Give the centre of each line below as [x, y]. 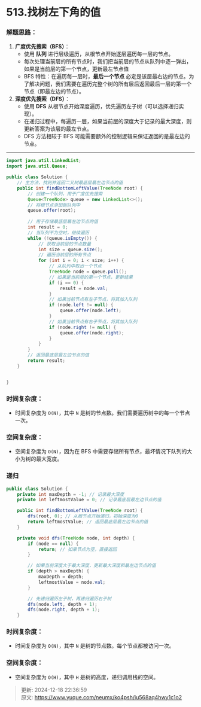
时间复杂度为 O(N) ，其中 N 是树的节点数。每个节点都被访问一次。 [95, 646]
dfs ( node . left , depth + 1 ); [63, 604]
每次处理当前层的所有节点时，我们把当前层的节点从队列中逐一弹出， [108, 62]
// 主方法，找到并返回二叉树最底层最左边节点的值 [70, 183]
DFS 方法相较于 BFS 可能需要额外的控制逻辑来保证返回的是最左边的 [107, 136]
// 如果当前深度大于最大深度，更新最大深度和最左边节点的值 [92, 566]
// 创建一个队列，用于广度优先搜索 [65, 194]
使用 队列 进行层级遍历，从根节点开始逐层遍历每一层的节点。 [99, 54]
